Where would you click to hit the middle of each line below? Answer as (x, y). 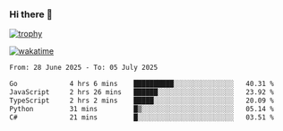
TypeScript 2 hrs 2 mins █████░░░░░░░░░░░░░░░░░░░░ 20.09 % (142, 100)
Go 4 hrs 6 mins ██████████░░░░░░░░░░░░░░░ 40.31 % (142, 84)
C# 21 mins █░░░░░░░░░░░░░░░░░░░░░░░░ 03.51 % (142, 117)
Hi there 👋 (31, 14)
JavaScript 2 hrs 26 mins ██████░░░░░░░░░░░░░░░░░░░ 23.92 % (142, 92)
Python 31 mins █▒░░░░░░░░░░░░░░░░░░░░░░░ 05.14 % (142, 109)
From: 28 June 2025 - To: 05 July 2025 (84, 68)
